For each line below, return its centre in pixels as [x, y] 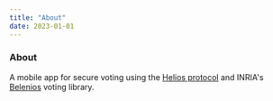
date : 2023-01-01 [42, 26]
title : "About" [38, 18]
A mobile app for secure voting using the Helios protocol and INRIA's [136, 77]
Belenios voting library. [52, 87]
